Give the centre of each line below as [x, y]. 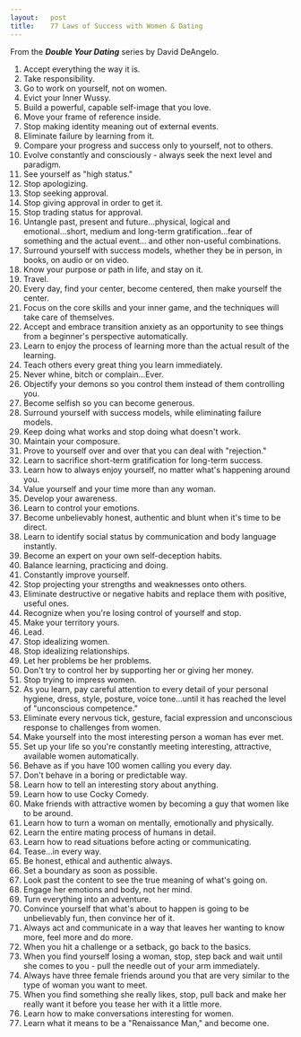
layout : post [39, 18]
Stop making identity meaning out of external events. [120, 126]
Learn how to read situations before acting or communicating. [137, 841]
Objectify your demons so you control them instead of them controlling [154, 383]
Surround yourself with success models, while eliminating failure [142, 412]
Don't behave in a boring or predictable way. [105, 775]
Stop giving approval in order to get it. [93, 202]
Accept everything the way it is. [82, 69]
